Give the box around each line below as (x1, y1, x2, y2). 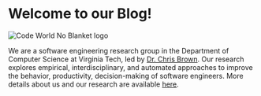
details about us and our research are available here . (8, 79, 179, 89)
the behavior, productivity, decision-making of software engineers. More (8, 71, 244, 80)
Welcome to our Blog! (8, 5, 152, 23)
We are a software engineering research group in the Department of (8, 46, 229, 55)
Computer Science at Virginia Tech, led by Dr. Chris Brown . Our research (8, 54, 244, 64)
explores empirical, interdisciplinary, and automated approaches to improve (8, 62, 254, 72)
